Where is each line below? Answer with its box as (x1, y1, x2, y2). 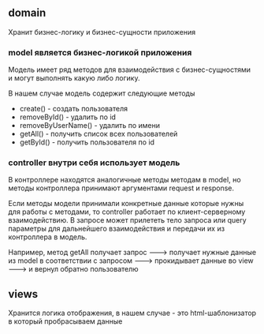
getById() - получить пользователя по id (19, 137, 155, 147)
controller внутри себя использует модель (8, 157, 180, 168)
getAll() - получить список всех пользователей (19, 129, 178, 139)
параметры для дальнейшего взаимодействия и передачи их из (8, 224, 225, 234)
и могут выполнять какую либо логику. (8, 73, 140, 83)
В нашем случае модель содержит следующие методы (8, 88, 195, 98)
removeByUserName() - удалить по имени (19, 121, 160, 130)
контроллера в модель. (8, 232, 87, 242)
